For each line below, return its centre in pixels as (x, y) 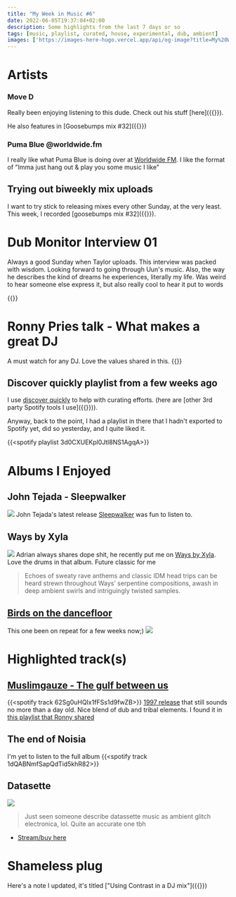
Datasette (29, 786)
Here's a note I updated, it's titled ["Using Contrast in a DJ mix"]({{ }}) (107, 885)
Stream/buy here (42, 837)
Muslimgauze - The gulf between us (88, 685)
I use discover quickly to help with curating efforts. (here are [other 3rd (110, 400)
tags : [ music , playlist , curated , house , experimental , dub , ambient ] (113, 33)
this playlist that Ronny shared (51, 717)
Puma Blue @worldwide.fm (55, 144)
